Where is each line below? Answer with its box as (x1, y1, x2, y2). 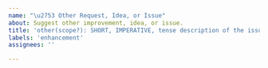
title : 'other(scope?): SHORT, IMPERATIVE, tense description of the (8, 26, 245, 34)
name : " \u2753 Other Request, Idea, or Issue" (8, 11, 166, 20)
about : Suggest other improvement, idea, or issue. (8, 19, 183, 27)
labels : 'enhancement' (8, 33, 84, 42)
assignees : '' (8, 41, 56, 49)
